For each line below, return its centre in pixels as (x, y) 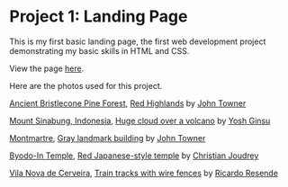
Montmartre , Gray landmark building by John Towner (108, 138)
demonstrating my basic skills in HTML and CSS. (99, 50)
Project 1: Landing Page (99, 17)
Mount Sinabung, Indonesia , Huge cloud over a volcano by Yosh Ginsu (140, 120)
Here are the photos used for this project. (86, 85)
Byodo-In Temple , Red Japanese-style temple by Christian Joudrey (134, 156)
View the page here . (47, 68)
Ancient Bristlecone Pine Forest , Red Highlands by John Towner (128, 103)
